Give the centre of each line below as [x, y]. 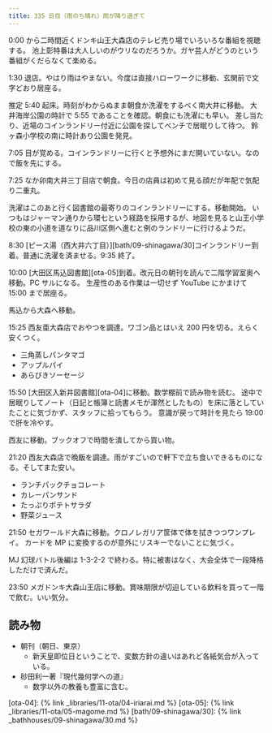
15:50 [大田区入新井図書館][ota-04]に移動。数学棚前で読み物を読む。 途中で [136, 392]
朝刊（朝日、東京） [52, 646]
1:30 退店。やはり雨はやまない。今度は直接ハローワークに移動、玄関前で [130, 77]
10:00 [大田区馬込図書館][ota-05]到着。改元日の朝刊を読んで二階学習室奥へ [135, 272]
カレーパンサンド [49, 494]
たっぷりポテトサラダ [56, 505]
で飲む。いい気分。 [41, 597]
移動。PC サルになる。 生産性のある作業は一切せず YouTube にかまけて [128, 282]
